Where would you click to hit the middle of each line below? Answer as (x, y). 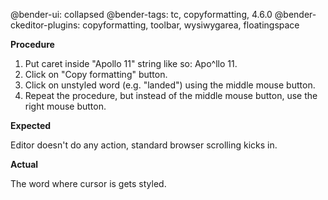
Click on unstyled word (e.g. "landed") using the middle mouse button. (170, 85)
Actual (24, 164)
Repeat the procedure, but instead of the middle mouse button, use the (171, 95)
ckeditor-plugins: (45, 25)
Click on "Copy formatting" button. (96, 74)
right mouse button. (65, 106)
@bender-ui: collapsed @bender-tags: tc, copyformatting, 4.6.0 (141, 14)
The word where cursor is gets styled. (88, 183)
